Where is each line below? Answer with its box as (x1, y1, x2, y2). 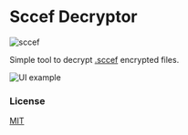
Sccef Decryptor (9, 6, 139, 27)
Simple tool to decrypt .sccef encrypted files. (9, 54, 180, 65)
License (9, 94, 46, 107)
